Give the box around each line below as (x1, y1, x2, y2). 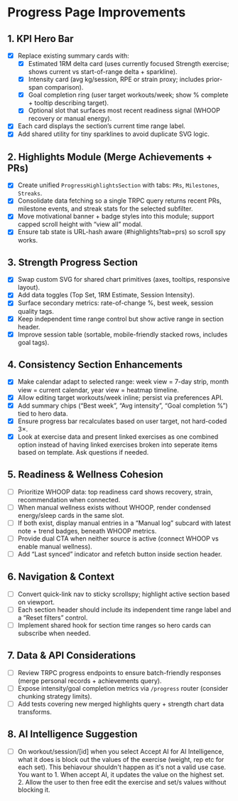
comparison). (44, 83, 84, 92)
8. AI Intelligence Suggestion (7, 728, 138, 741)
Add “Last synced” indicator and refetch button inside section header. (17, 549, 222, 558)
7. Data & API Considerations (7, 649, 136, 662)
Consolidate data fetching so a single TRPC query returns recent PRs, (17, 196, 222, 205)
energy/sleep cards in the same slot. (17, 511, 124, 519)
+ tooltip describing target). (28, 99, 109, 107)
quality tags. (17, 307, 55, 315)
